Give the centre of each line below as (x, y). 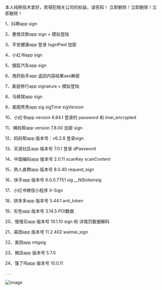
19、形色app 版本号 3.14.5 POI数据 (40, 211)
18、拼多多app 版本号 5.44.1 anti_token (44, 201)
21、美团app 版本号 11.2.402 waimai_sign (47, 232)
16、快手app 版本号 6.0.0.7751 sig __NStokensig (53, 180)
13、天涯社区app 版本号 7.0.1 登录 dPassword (51, 149)
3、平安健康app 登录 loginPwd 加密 (41, 45)
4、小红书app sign (24, 55)
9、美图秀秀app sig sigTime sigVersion (44, 107)
